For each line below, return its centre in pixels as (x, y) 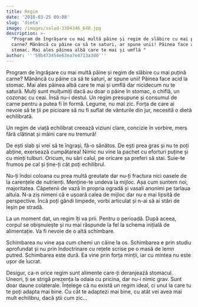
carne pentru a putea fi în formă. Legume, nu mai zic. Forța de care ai (90, 103)
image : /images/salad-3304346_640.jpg (54, 28)
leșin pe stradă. (25, 207)
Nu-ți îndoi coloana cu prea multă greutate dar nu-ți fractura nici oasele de (96, 175)
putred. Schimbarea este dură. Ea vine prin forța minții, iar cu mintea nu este (99, 255)
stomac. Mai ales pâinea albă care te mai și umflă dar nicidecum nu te (91, 85)
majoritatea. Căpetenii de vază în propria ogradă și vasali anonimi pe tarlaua (98, 188)
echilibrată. (20, 116)
